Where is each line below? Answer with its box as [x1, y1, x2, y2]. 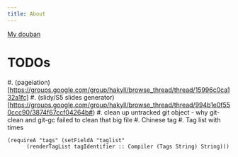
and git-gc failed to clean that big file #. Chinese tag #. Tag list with [24, 115, 221, 124]
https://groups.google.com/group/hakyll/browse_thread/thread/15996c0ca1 [9, 86, 230, 94]
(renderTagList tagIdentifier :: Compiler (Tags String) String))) [25, 143, 230, 150]
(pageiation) [14, 78, 51, 86]
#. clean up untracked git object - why [96, 107, 208, 117]
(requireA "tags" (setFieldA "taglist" [7, 136, 125, 144]
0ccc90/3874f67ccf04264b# [7, 107, 93, 117]
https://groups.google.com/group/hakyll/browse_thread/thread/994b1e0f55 [9, 100, 231, 109]
